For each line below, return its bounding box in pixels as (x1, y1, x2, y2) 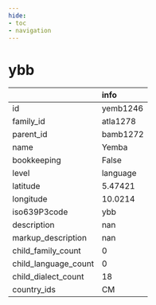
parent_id (12, 129, 48, 140)
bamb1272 (101, 129, 145, 140)
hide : (8, 11, 26, 20)
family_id (12, 116, 45, 127)
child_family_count (12, 245, 81, 256)
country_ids (12, 284, 56, 295)
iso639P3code (12, 206, 68, 217)
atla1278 (101, 116, 137, 127)
